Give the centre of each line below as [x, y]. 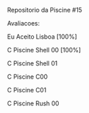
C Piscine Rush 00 [33, 103]
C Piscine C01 [27, 90]
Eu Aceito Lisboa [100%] [42, 37]
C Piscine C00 [28, 76]
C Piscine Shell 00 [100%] [44, 50]
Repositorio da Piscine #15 [45, 10]
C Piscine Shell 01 [32, 63]
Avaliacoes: [23, 23]
